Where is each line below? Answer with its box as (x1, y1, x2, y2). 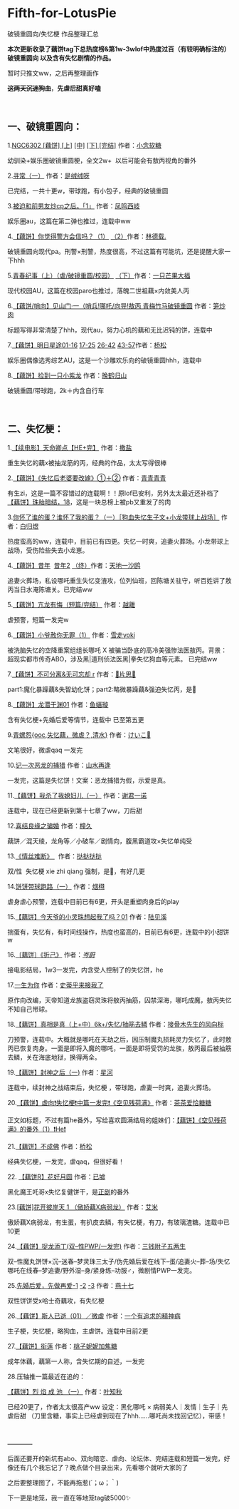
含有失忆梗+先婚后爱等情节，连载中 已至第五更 (7, 715, 144, 723)
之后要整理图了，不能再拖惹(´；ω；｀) (7, 1478, 119, 1487)
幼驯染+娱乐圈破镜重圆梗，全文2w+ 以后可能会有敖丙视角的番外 (7, 156, 197, 165)
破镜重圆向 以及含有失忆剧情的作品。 (7, 54, 115, 62)
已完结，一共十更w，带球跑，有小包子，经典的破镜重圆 (7, 186, 169, 195)
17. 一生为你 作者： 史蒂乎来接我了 (7, 980, 104, 989)
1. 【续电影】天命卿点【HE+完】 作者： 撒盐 (7, 443, 132, 452)
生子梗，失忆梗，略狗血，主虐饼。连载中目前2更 (7, 1326, 149, 1335)
